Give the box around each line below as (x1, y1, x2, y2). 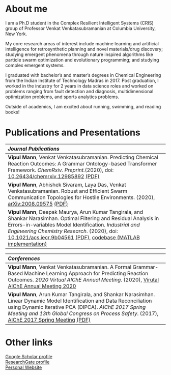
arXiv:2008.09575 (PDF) (8, 200, 68, 207)
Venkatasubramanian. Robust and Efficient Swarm (8, 187, 128, 194)
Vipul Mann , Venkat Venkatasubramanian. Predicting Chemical (8, 154, 159, 161)
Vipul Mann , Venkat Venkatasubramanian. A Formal (8, 263, 132, 270)
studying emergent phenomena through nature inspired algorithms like (5, 51, 154, 57)
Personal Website (5, 364, 42, 370)
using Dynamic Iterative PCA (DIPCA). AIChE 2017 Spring (8, 303, 146, 310)
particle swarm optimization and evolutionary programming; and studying (5, 56, 159, 63)
